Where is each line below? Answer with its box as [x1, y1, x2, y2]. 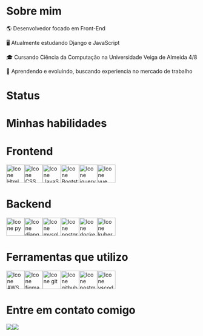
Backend [6, 197, 52, 211]
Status [6, 89, 41, 102]
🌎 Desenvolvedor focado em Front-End [6, 24, 106, 32]
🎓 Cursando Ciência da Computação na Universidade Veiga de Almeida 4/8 [6, 53, 198, 61]
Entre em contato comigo [6, 303, 136, 317]
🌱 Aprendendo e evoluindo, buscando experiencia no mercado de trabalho [6, 67, 193, 75]
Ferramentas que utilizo [6, 250, 128, 264]
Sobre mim [6, 4, 62, 18]
